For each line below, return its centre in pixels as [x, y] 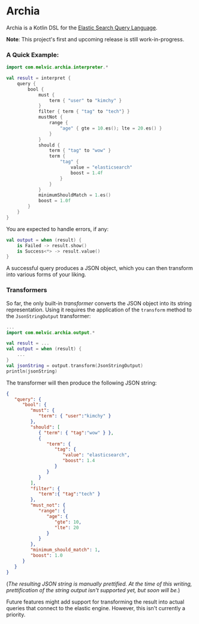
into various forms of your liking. [46, 275]
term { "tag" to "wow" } [80, 151]
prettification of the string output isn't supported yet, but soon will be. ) [93, 590]
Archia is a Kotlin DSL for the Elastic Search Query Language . [82, 28]
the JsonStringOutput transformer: [49, 316]
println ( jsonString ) [32, 371]
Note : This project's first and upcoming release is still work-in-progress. [95, 39]
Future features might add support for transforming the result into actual [95, 602]
